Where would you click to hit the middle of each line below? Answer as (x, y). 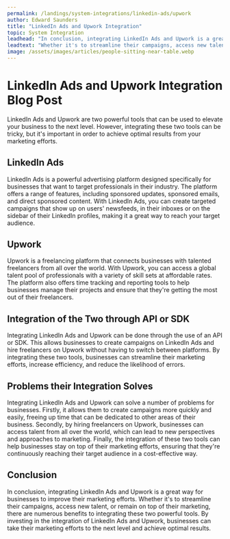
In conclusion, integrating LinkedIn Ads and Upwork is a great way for (105, 492)
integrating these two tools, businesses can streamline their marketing (106, 357)
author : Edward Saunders (42, 20)
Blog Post (35, 100)
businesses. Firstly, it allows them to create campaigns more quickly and (110, 410)
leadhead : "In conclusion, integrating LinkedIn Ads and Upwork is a (108, 39)
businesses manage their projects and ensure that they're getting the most (112, 290)
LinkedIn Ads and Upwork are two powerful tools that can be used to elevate (115, 119)
